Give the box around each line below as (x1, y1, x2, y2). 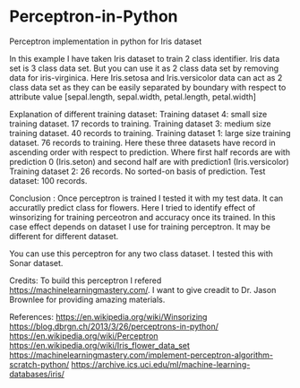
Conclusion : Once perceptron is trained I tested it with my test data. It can (9, 193, 284, 203)
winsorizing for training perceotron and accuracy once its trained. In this (9, 211, 276, 222)
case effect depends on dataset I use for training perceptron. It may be (9, 221, 271, 232)
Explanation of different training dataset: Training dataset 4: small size (9, 108, 268, 119)
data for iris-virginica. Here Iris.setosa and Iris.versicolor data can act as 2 (9, 72, 283, 82)
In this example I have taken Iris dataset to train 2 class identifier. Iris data (9, 53, 280, 64)
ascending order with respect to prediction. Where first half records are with (9, 146, 291, 158)
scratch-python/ (9, 358, 70, 369)
